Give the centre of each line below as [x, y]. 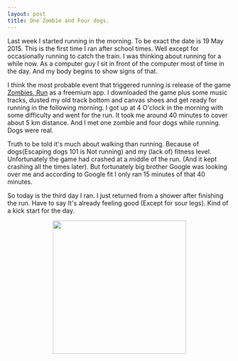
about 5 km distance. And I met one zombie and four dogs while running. [114, 122]
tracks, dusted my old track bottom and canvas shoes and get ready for [112, 99]
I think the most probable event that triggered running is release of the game [119, 85]
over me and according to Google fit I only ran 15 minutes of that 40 [106, 174]
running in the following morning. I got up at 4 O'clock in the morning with [115, 107]
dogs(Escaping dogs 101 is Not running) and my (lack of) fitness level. [109, 151]
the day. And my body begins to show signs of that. [83, 71]
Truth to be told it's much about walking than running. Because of [103, 144]
